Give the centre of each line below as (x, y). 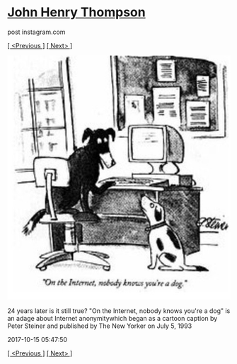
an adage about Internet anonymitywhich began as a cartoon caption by (112, 318)
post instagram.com (36, 32)
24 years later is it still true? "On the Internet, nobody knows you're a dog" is (119, 311)
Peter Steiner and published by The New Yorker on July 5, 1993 (100, 326)
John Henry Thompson (77, 12)
